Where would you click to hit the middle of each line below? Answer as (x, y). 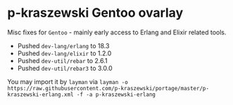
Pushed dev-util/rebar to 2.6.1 (62, 60)
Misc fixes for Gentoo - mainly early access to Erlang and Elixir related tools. (117, 32)
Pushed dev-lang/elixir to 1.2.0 (64, 53)
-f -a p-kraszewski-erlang (116, 94)
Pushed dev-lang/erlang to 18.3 (63, 45)
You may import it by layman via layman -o (68, 81)
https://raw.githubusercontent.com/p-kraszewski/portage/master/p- (108, 88)
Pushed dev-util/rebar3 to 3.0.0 (65, 68)
